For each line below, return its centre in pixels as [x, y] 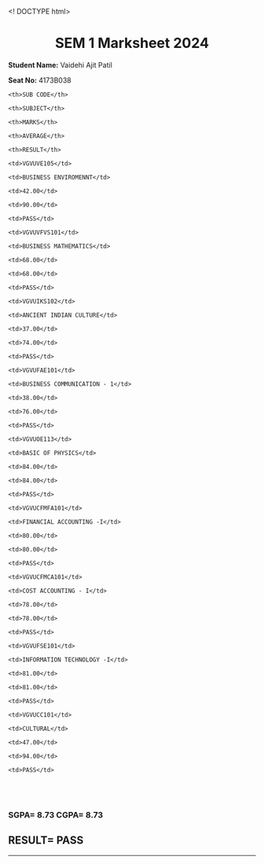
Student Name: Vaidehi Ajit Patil [60, 65]
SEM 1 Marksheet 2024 [132, 43]
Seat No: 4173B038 [40, 80]
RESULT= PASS [46, 841]
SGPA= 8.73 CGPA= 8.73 [56, 814]
